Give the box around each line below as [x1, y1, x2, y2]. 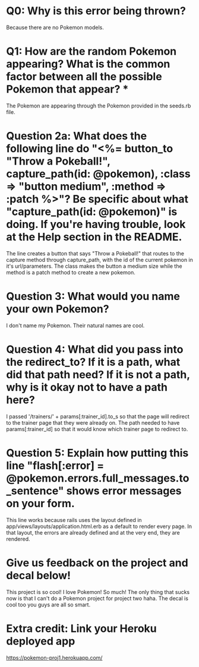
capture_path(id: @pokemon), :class [6, 167, 191, 181]
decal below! [6, 568, 71, 582]
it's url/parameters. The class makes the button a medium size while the [6, 263, 182, 270]
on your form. [6, 497, 75, 510]
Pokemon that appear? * [6, 83, 129, 96]
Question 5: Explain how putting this [6, 446, 189, 460]
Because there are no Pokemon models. [6, 24, 104, 31]
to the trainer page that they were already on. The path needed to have [6, 419, 180, 426]
